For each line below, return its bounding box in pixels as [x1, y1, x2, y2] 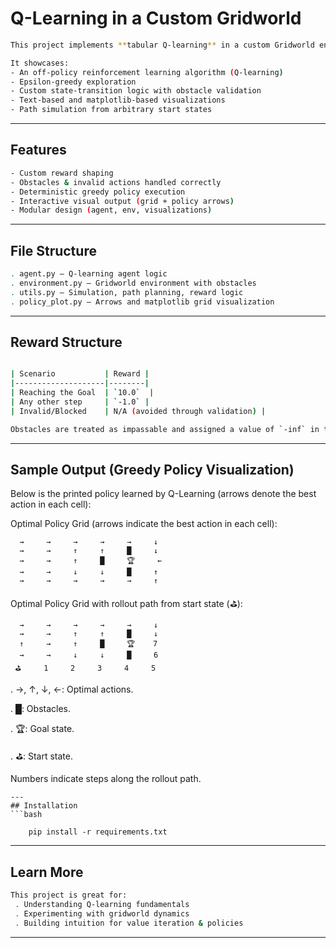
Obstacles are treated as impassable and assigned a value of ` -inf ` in [10, 424, 320, 434]
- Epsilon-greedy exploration [10, 77, 137, 87]
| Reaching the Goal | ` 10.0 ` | [10, 388, 155, 398]
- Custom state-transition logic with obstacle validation [10, 86, 262, 96]
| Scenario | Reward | [10, 369, 150, 379]
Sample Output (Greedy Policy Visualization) [10, 462, 295, 479]
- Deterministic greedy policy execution [10, 187, 186, 197]
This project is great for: [10, 890, 128, 901]
